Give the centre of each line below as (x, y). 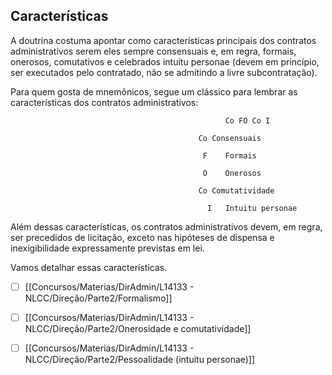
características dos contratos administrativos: (104, 102)
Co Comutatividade (236, 190)
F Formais (229, 155)
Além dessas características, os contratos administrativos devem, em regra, (166, 226)
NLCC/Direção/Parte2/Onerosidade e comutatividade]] (138, 328)
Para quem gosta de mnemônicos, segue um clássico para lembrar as (154, 91)
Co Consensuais (230, 138)
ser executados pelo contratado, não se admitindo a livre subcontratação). (164, 72)
